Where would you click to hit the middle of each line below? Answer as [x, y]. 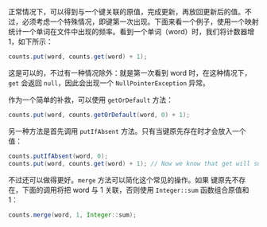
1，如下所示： [31, 41]
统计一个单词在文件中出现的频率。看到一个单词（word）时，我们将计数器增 [132, 31]
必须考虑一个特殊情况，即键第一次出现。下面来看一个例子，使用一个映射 [140, 22]
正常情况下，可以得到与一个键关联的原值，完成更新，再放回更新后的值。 [126, 12]
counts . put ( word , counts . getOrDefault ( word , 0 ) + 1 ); [99, 115]
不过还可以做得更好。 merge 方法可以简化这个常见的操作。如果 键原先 [120, 180]
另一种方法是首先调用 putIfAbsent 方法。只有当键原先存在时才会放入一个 [127, 131]
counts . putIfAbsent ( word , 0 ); [58, 156]
